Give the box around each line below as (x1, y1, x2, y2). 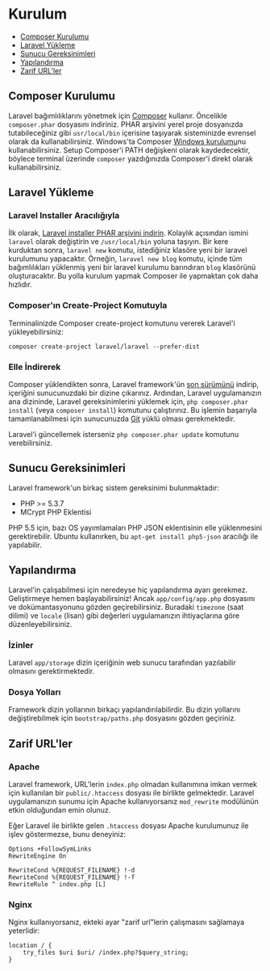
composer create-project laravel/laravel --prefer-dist (8, 343, 200, 351)
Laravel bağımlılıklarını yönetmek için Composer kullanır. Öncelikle (8, 111, 227, 120)
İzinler (8, 639, 34, 650)
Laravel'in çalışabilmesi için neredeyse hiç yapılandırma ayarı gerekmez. (8, 585, 248, 595)
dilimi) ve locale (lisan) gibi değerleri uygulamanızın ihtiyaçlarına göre (8, 611, 240, 620)
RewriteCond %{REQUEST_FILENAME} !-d (8, 866, 135, 874)
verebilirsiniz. (8, 438, 53, 448)
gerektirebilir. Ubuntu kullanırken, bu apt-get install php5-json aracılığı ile (8, 531, 259, 541)
